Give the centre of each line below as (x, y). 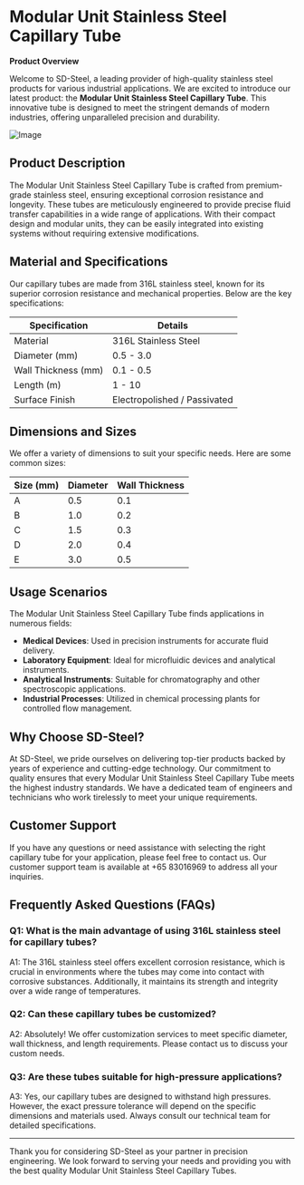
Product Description (67, 164)
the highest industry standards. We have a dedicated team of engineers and (151, 787)
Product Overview (44, 61)
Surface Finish (44, 399)
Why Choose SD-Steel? (77, 737)
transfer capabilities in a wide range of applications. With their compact (142, 214)
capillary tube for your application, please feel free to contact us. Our (138, 857)
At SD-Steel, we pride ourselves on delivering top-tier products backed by (147, 758)
